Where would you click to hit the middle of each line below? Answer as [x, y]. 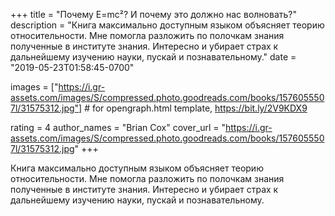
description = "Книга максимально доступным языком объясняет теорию [167, 25]
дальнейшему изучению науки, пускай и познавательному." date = [153, 57]
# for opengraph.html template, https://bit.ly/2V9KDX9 [196, 108]
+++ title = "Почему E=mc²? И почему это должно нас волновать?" [153, 14]
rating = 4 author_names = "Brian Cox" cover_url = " [118, 127]
